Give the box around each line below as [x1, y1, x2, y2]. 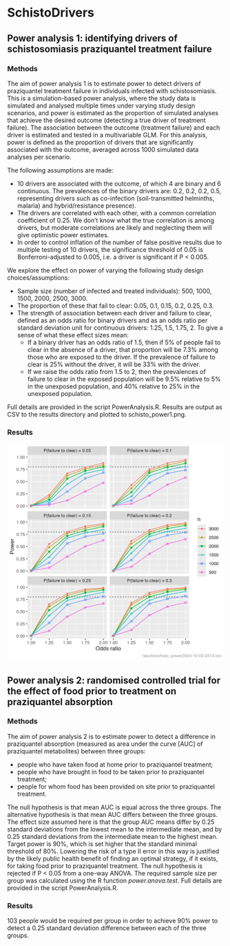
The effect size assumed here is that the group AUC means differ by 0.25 [7, 818, 215, 826]
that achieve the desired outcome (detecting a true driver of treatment [7, 116, 206, 124]
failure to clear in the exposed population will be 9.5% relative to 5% [27, 375, 222, 383]
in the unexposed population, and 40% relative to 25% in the [27, 382, 200, 391]
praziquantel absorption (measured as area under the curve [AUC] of [7, 740, 203, 748]
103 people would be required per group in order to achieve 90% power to [7, 916, 218, 925]
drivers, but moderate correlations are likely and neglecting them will [17, 223, 212, 232]
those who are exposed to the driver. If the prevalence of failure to [27, 353, 216, 361]
